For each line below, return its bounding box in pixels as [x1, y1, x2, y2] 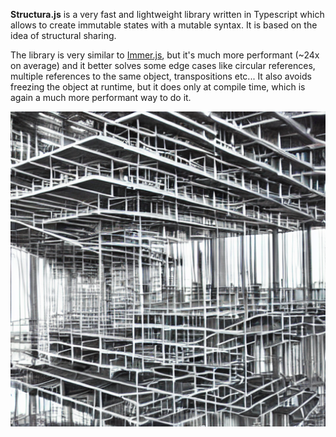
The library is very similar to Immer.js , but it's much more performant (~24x [10, 49, 320, 61]
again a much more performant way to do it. [10, 92, 192, 103]
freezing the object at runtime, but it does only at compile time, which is [10, 81, 306, 93]
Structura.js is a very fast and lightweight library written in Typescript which [10, 9, 325, 20]
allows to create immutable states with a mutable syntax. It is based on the [10, 19, 318, 31]
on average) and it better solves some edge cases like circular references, [10, 60, 316, 71]
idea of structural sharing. [10, 30, 117, 41]
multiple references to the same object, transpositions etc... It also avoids [10, 70, 312, 82]
